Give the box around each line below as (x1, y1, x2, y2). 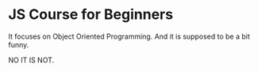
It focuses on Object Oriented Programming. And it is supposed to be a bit (8, 32, 250, 41)
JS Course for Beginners (8, 6, 173, 24)
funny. (8, 39, 29, 49)
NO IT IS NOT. (8, 55, 55, 65)
